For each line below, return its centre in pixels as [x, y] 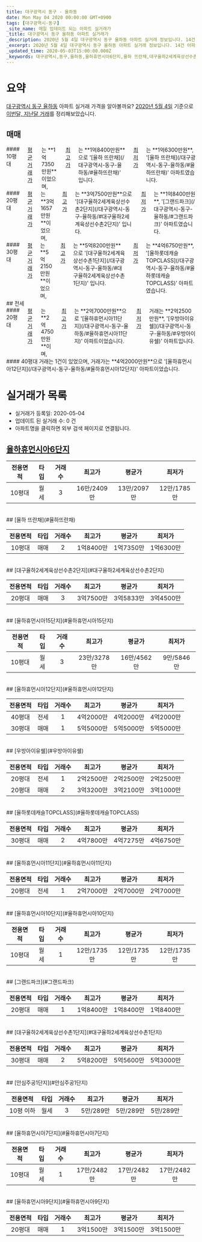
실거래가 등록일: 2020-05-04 [50, 414]
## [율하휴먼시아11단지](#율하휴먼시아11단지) [59, 863]
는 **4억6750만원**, [170, 246]
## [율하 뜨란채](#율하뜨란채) [41, 520]
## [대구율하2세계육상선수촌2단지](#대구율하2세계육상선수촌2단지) [85, 570]
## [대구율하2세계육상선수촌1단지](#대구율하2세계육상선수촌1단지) [84, 1032]
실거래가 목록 [37, 396]
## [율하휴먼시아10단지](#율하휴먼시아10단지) [60, 913]
